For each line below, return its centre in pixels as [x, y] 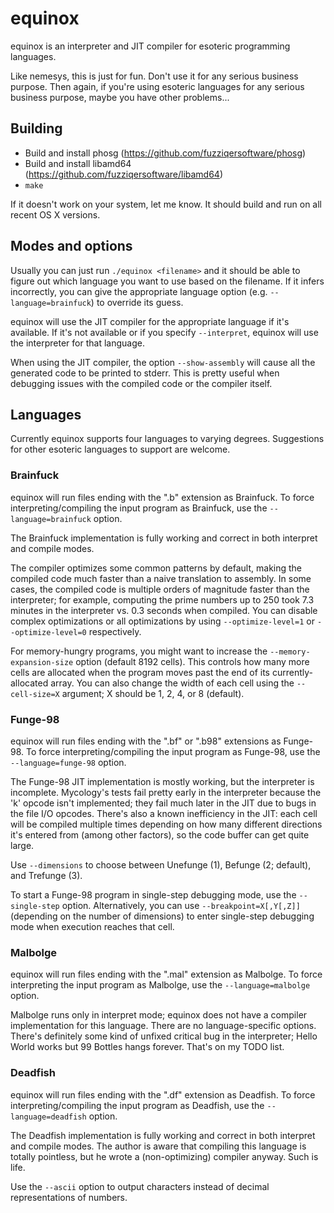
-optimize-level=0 [48, 632]
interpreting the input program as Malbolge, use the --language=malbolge [160, 985]
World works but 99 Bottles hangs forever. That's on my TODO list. [147, 1047]
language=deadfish [48, 1117]
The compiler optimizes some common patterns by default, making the [156, 568]
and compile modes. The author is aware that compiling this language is [158, 1146]
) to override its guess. [137, 302]
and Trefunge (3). [46, 875]
